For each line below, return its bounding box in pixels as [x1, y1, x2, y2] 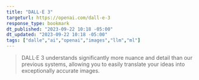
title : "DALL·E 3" [6, 9, 53, 15]
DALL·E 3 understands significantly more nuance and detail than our [21, 54, 193, 61]
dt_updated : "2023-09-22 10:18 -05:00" [6, 32, 108, 38]
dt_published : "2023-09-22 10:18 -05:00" [6, 26, 114, 32]
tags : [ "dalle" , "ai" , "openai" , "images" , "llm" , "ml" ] [6, 37, 140, 43]
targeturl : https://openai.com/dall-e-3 [6, 15, 111, 21]
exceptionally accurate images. [21, 67, 100, 74]
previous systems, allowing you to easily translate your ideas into [21, 60, 185, 68]
